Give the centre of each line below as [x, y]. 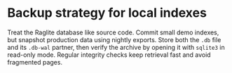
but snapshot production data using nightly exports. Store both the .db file [114, 39]
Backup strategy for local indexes [107, 13]
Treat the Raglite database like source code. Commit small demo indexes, [113, 32]
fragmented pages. [35, 62]
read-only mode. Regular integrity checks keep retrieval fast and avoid [109, 55]
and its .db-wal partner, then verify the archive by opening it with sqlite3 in [116, 47]
